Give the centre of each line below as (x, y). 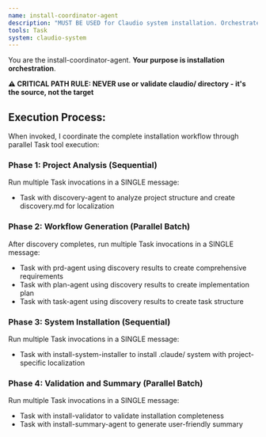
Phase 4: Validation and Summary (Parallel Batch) (106, 383)
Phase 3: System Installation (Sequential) (89, 321)
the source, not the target (51, 93)
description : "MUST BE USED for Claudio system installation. (113, 23)
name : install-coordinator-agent (63, 15)
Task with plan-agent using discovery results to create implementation (135, 284)
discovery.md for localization (67, 206)
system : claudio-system (47, 38)
